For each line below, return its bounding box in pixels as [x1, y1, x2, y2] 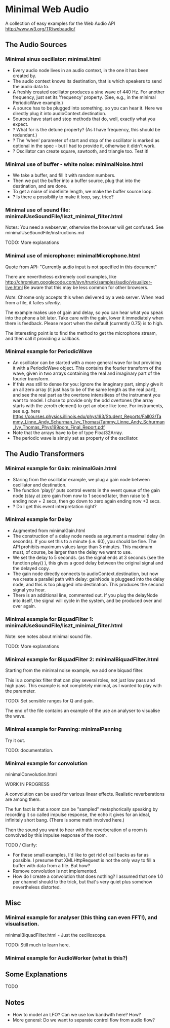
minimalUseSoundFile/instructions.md [5, 230, 84, 236]
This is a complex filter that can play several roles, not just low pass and [5, 677, 155, 683]
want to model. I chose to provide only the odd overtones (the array [12, 397, 154, 403]
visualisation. [5, 920, 39, 928]
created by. [12, 73, 36, 79]
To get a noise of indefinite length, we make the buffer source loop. [12, 188, 153, 194]
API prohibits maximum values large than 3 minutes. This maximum [12, 544, 153, 550]
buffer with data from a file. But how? [12, 862, 90, 868]
